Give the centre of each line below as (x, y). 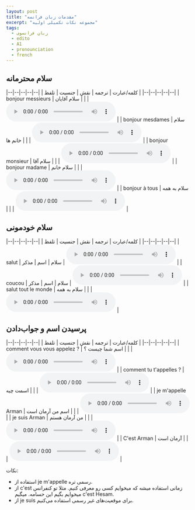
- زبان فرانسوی (30, 33)
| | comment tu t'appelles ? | (150, 370)
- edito (21, 39)
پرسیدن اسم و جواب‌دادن (46, 329)
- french (22, 55)
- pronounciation (32, 50)
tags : (13, 28)
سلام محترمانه (29, 79)
